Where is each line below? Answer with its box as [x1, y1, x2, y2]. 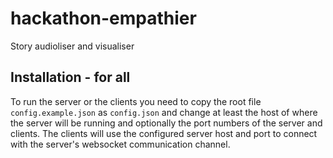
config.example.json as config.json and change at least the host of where [10, 106, 318, 118]
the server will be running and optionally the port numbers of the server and [10, 117, 323, 129]
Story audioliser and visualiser [10, 40, 135, 52]
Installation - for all [10, 69, 131, 86]
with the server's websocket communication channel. [10, 138, 231, 150]
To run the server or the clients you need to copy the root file [10, 95, 262, 107]
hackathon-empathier [10, 7, 197, 30]
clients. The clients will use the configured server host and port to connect [10, 127, 318, 139]
